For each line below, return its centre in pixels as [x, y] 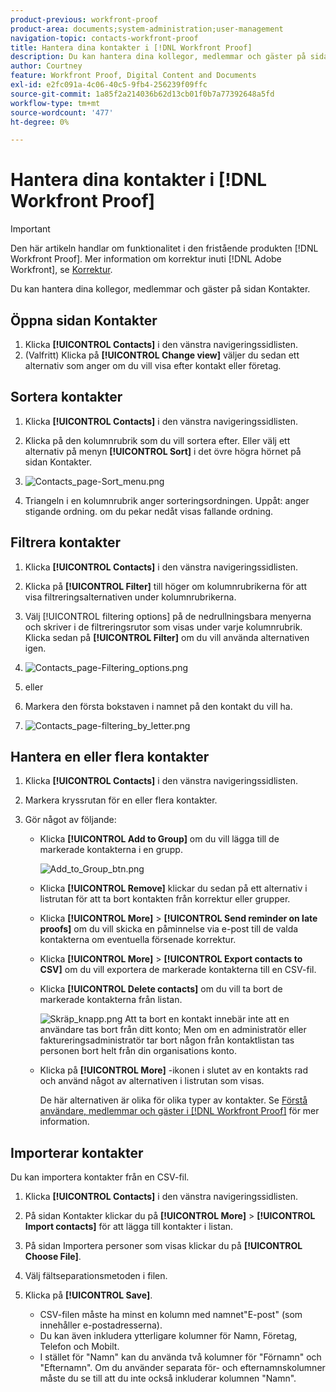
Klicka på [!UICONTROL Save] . [88, 1295]
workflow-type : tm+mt [55, 103]
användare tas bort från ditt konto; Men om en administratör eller [173, 1030]
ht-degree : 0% [40, 122]
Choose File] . [53, 1257]
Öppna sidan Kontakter [84, 320]
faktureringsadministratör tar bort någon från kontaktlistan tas [167, 1040]
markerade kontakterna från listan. [111, 1000]
